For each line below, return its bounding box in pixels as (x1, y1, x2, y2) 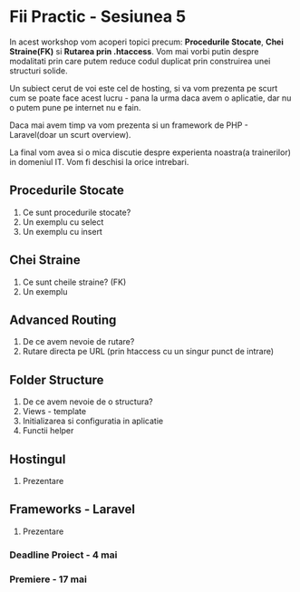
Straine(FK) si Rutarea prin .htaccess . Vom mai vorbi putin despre (9, 45, 259, 56)
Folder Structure (9, 372, 104, 387)
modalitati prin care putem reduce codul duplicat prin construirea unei (9, 55, 271, 66)
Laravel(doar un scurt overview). (9, 129, 131, 140)
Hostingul (9, 451, 66, 467)
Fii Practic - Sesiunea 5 (9, 6, 187, 27)
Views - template (22, 406, 87, 417)
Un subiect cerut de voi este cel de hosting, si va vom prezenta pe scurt (9, 82, 278, 93)
